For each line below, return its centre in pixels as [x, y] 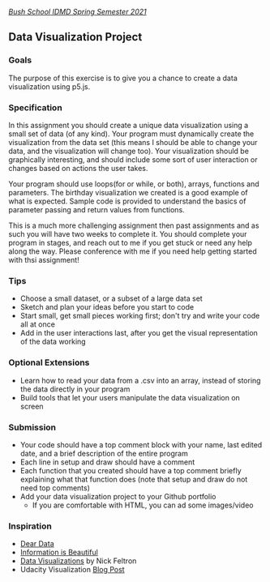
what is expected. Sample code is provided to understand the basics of [127, 201]
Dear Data [37, 544]
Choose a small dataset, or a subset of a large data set [111, 298]
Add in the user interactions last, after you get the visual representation [139, 333]
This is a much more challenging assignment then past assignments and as [134, 225]
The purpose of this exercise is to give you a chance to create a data [123, 78]
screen [32, 406]
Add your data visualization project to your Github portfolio [118, 496]
